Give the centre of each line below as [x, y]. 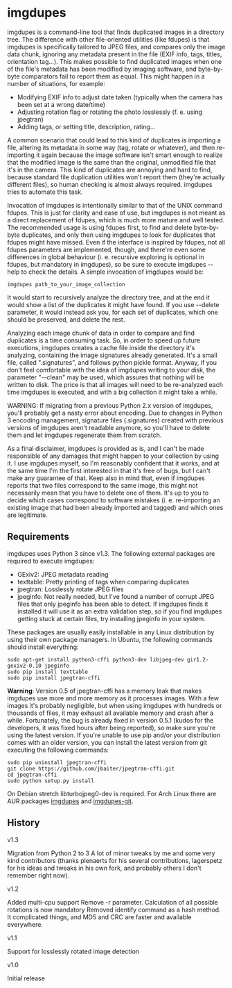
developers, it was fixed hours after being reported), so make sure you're [111, 727]
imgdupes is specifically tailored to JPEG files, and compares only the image [116, 47]
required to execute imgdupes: [51, 561]
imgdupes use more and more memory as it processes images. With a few [113, 698]
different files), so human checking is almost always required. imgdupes [110, 184]
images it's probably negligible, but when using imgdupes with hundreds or [115, 705]
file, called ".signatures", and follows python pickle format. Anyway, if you [112, 362]
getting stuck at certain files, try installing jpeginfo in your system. [111, 618]
